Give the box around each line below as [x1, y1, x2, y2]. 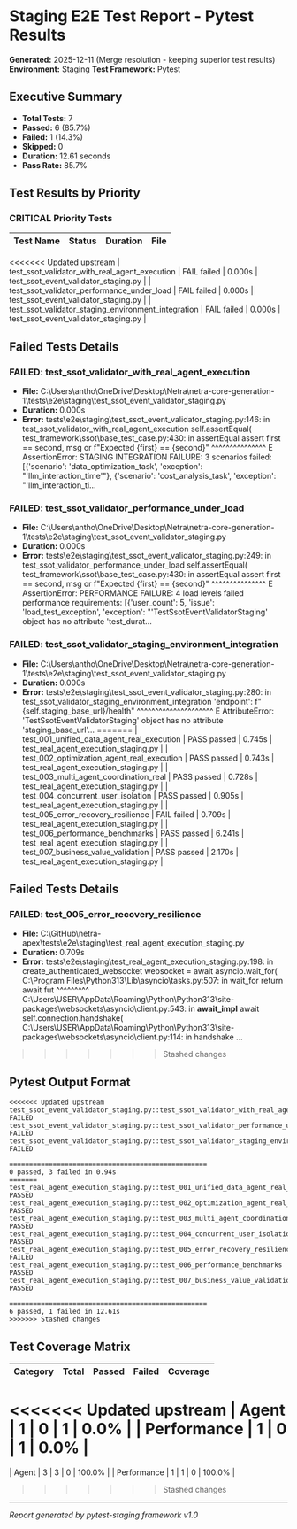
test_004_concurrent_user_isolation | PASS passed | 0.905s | [21, 790, 244, 800]
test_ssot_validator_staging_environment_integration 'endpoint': [21, 696, 254, 707]
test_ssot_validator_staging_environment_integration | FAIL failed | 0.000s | [9, 304, 281, 315]
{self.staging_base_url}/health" [21, 706, 135, 716]
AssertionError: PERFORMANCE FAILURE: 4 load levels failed [21, 588, 245, 598]
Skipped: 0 [21, 141, 64, 151]
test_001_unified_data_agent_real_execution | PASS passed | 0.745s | [21, 733, 272, 745]
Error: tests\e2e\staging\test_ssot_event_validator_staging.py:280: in [21, 686, 272, 697]
